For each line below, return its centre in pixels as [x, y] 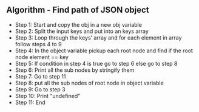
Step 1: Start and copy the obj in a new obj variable [79, 24]
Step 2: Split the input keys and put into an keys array [82, 31]
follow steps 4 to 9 [38, 44]
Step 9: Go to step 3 [40, 89]
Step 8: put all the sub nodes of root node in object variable [89, 83]
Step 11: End [30, 102]
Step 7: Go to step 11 [40, 76]
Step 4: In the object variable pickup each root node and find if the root [104, 51]
